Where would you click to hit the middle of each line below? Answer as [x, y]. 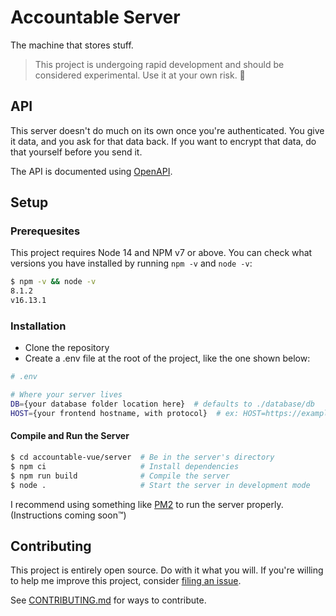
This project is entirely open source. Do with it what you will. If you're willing [167, 570]
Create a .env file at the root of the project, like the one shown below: [167, 358]
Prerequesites [45, 231]
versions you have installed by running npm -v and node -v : [131, 263]
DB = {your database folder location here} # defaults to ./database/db [162, 404]
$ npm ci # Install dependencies [125, 466]
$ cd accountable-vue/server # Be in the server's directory [142, 457]
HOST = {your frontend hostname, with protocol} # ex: [125, 413]
